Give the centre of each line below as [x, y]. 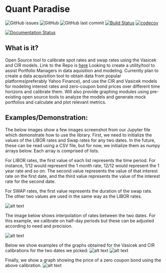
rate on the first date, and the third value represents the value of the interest [83, 176]
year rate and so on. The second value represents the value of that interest [82, 171]
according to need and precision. [39, 226]
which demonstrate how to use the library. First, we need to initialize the [79, 135]
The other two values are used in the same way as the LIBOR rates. [74, 196]
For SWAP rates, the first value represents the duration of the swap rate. [79, 191]
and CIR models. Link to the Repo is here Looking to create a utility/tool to [80, 65]
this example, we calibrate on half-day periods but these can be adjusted [80, 220]
